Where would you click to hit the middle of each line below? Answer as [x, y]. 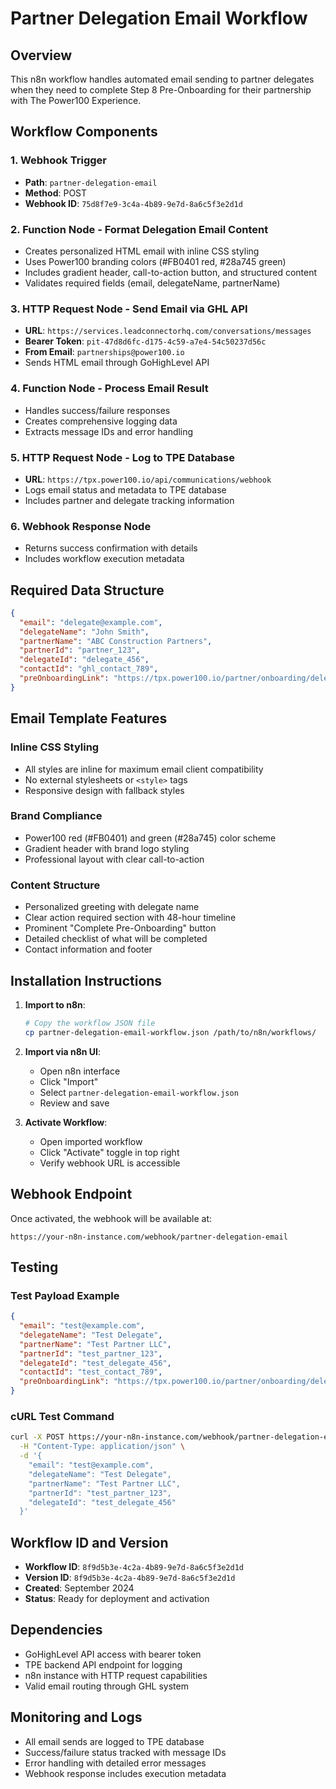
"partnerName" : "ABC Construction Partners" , [116, 641]
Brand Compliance [56, 816]
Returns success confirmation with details [111, 548]
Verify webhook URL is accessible [110, 1163]
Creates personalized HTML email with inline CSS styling [142, 251]
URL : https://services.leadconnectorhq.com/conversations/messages [168, 331]
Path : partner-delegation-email [91, 182]
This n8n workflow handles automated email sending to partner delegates [162, 79]
